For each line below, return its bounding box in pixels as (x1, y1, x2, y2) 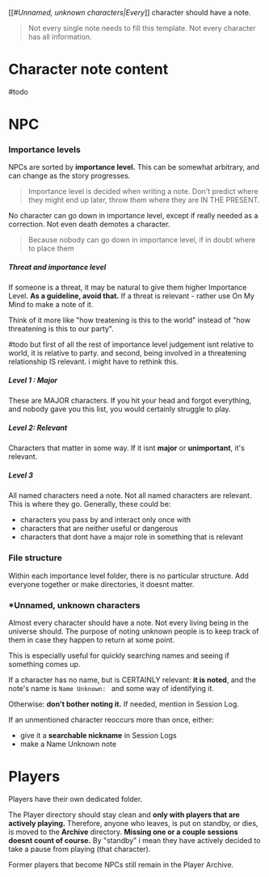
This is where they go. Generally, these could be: (8, 500, 171, 509)
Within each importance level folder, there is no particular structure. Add (8, 571, 249, 580)
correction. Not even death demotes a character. (8, 219, 170, 230)
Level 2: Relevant (8, 423, 68, 432)
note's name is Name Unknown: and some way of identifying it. (8, 683, 214, 693)
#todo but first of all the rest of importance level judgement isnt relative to (8, 339, 254, 349)
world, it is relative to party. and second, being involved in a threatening (8, 348, 246, 358)
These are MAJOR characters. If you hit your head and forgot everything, (8, 396, 252, 406)
